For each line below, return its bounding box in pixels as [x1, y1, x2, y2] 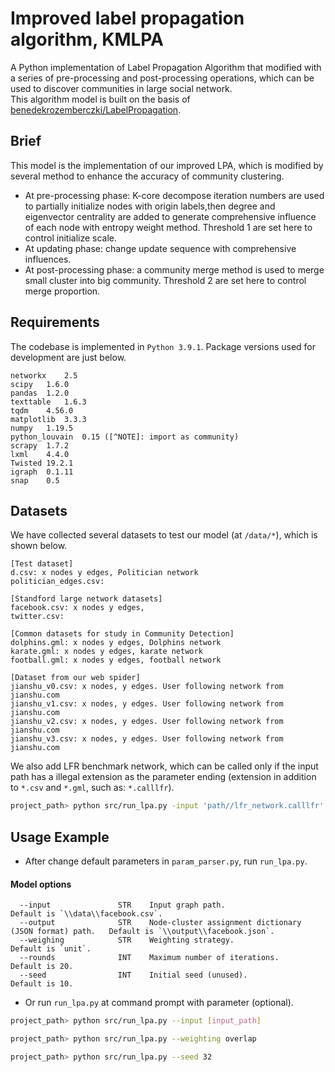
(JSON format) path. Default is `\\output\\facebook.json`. [10, 927, 275, 937]
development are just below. [10, 351, 127, 363]
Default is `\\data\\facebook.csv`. [10, 909, 163, 919]
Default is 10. [10, 979, 74, 989]
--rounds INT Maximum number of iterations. [19, 953, 280, 963]
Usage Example [10, 828, 110, 846]
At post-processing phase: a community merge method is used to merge [24, 263, 325, 276]
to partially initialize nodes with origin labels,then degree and [24, 200, 276, 212]
